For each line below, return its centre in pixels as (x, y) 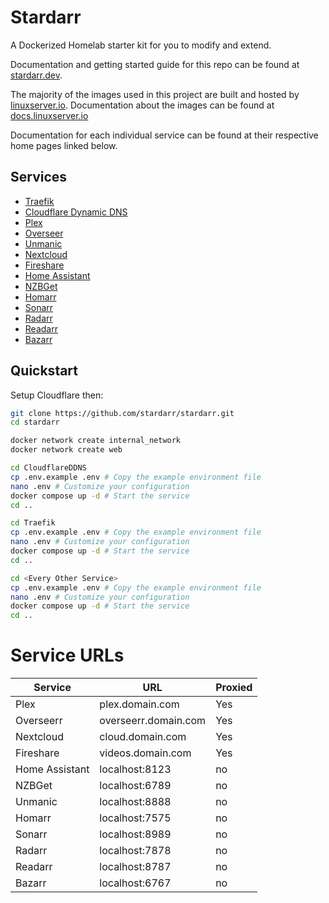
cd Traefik (33, 523)
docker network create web (66, 450)
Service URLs (67, 655)
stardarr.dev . (36, 75)
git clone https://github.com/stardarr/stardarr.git (122, 413)
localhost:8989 (135, 834)
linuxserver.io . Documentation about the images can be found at (142, 105)
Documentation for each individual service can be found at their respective (164, 135)
